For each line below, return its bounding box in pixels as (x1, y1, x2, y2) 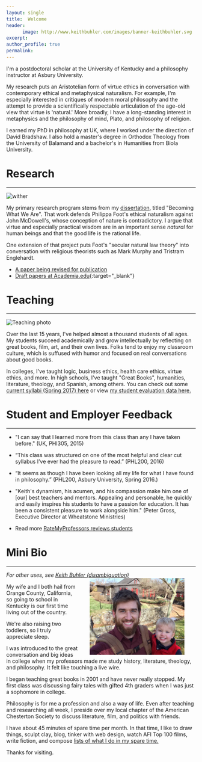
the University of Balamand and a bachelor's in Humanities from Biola (6, 139, 179, 147)
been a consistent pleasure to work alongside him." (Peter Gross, (14, 506, 176, 514)
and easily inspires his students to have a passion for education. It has (14, 500, 189, 508)
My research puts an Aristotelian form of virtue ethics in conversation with (6, 83, 190, 90)
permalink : (6, 48, 34, 54)
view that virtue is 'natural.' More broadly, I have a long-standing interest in (6, 108, 192, 115)
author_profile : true (6, 41, 61, 48)
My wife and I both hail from (6, 583, 76, 590)
